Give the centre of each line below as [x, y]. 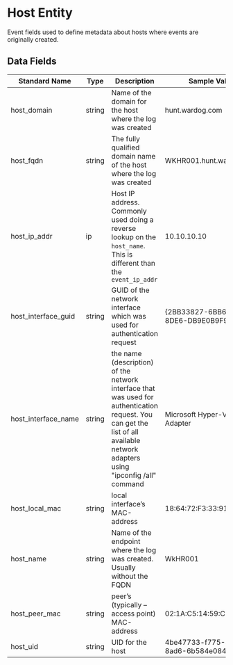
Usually [123, 567]
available [126, 440]
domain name [133, 156]
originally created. [33, 39]
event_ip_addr [135, 279]
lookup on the [134, 237]
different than [133, 263]
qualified [126, 147]
